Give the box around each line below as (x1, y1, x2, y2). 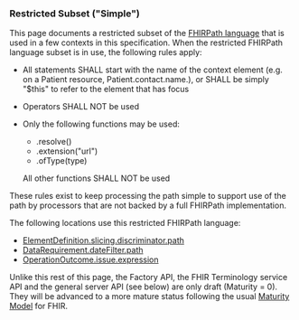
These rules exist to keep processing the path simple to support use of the (9, 191, 287, 202)
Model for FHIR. (9, 301, 68, 312)
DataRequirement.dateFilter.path (22, 245, 144, 256)
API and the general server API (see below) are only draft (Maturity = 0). (9, 281, 278, 292)
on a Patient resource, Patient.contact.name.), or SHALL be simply (22, 74, 269, 85)
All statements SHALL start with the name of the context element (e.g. (22, 64, 283, 75)
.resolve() (35, 136, 72, 147)
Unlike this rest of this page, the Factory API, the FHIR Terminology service (9, 272, 288, 283)
